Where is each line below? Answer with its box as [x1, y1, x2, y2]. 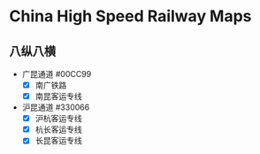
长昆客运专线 [34, 135, 82, 146]
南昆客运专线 [34, 91, 82, 102]
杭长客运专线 [34, 124, 82, 135]
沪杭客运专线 [34, 113, 82, 124]
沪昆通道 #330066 [21, 102, 90, 112]
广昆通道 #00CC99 [21, 69, 92, 79]
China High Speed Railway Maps [9, 6, 252, 27]
